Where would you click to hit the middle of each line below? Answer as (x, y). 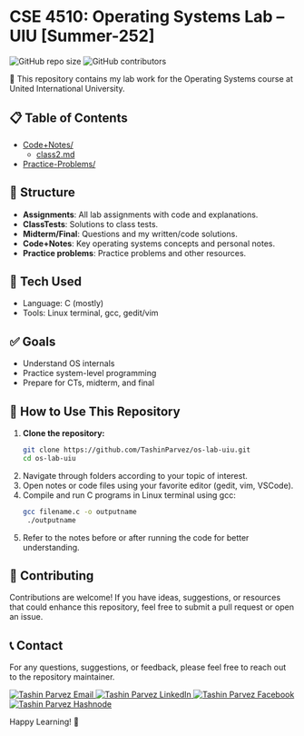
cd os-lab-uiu (49, 458)
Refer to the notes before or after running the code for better (136, 537)
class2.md (55, 154)
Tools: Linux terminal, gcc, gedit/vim (90, 313)
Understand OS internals (69, 363)
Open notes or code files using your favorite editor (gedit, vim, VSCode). (158, 485)
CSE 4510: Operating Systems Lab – (147, 17)
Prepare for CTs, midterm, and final (88, 383)
